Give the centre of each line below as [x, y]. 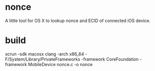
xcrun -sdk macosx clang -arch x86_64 [45, 54]
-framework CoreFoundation [110, 59]
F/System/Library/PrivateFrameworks [43, 59]
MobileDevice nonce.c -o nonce [60, 64]
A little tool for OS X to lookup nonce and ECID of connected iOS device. [78, 21]
